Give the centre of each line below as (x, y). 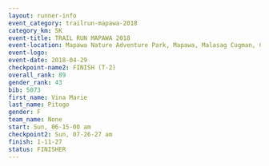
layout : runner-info (43, 16)
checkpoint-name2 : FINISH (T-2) (62, 68)
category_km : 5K (35, 30)
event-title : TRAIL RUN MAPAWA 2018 (69, 38)
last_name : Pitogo (39, 105)
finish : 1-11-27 (35, 142)
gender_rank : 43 (35, 82)
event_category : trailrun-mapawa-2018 (73, 23)
